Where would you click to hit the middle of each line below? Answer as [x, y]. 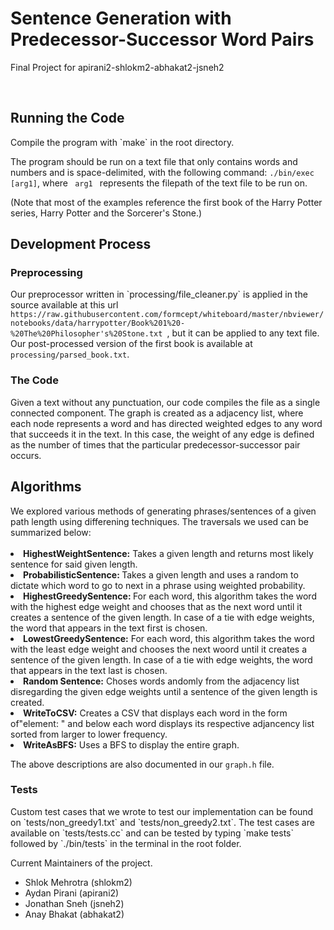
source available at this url [64, 305]
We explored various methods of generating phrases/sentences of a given [163, 511]
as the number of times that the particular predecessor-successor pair [155, 444]
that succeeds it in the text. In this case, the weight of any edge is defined [162, 434]
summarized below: [51, 532]
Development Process [81, 244]
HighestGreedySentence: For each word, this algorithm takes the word [170, 596]
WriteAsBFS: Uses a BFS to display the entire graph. [131, 744]
